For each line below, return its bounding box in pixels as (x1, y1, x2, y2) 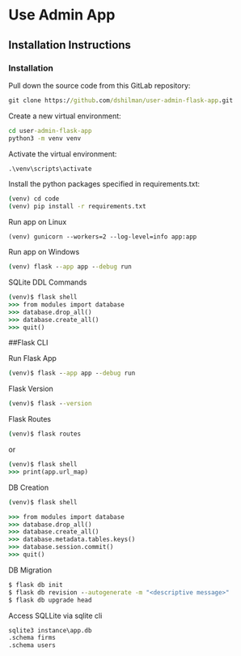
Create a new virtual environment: (8, 111, 121, 121)
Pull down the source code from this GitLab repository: (8, 80, 191, 90)
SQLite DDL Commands (8, 277, 87, 287)
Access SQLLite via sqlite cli (8, 611, 103, 620)
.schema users (8, 641, 57, 650)
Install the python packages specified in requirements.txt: (8, 179, 201, 189)
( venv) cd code (8, 195, 60, 204)
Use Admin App (8, 6, 116, 24)
